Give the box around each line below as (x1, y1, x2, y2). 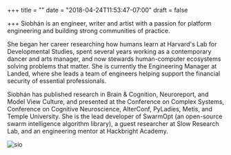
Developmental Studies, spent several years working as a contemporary (7, 48, 212, 55)
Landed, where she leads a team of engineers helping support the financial (7, 69, 221, 77)
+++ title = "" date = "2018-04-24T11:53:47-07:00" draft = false (7, 6, 188, 14)
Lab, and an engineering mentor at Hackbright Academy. (7, 127, 169, 135)
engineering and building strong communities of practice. (7, 27, 170, 35)
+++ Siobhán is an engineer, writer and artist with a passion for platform (7, 19, 212, 27)
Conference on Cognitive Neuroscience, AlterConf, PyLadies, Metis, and (7, 105, 212, 113)
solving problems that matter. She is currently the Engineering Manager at (7, 62, 217, 70)
